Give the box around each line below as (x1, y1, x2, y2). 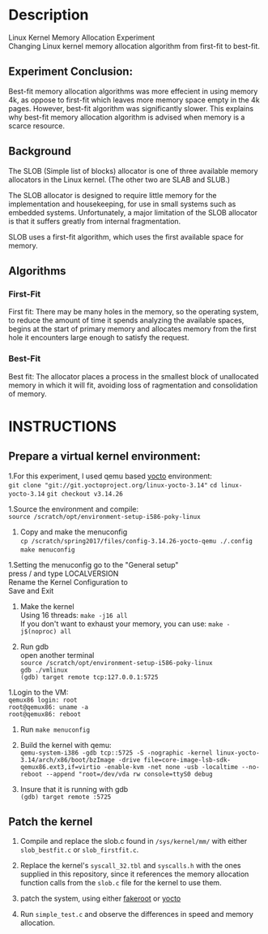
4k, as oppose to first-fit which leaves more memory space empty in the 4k (8, 95, 261, 105)
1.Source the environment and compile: (8, 504, 139, 513)
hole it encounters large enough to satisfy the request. (8, 333, 190, 343)
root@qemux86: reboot (8, 710, 82, 718)
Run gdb (19, 642, 49, 651)
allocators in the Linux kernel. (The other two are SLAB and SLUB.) (8, 175, 231, 184)
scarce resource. (8, 120, 66, 131)
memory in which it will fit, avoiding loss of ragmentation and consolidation (8, 380, 258, 390)
